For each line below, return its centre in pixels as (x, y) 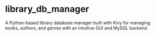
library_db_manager (47, 9)
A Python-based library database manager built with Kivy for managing (78, 23)
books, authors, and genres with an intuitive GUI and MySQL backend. (77, 28)
